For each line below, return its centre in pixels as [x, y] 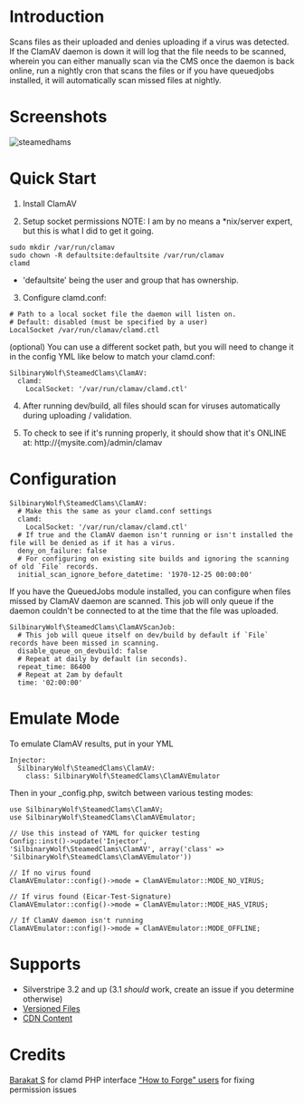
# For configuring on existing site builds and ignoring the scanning [153, 559]
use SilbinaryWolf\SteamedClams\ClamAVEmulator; [103, 817]
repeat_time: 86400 [54, 667]
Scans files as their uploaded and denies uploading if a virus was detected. [149, 42]
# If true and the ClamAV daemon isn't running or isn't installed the [156, 535]
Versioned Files [51, 1008]
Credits [38, 1055]
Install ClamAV [49, 203]
